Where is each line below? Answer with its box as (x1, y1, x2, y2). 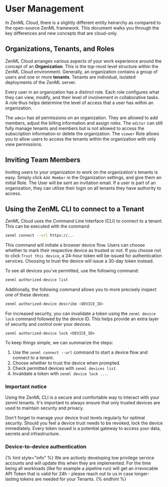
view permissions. (5, 141, 42, 147)
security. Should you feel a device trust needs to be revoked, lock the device (5, 420, 163, 426)
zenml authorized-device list (5, 277, 68, 283)
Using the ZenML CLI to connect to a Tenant (5, 205, 144, 213)
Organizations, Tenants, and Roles (5, 45, 114, 53)
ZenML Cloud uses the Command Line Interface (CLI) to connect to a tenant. (5, 218, 163, 224)
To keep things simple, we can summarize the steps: (5, 340, 113, 345)
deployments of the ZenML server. (5, 79, 76, 85)
